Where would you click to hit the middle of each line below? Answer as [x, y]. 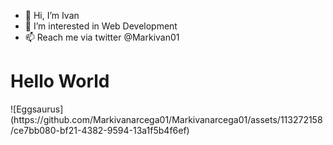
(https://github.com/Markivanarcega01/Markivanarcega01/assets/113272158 [166, 119]
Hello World [60, 81]
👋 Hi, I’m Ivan [52, 15]
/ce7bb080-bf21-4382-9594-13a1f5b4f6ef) [100, 130]
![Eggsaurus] [37, 109]
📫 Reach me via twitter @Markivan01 [102, 37]
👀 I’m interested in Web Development [101, 26]
